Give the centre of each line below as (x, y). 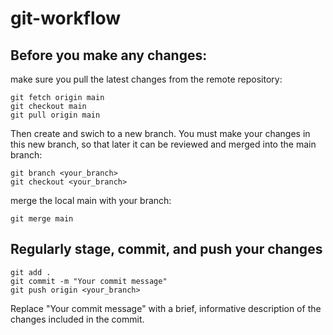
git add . (31, 272)
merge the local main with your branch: (91, 200)
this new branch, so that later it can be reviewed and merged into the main (163, 144)
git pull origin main (55, 115)
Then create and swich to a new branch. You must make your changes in (160, 133)
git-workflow (66, 18)
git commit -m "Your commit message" (89, 281)
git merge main (42, 219)
